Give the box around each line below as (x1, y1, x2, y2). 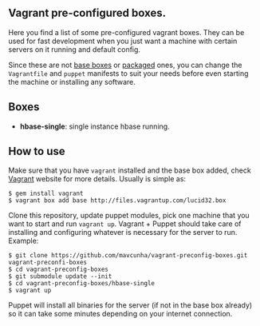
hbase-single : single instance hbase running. (19, 121, 170, 131)
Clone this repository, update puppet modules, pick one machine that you (8, 211, 250, 221)
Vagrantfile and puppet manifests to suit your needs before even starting (8, 68, 249, 78)
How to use (8, 145, 65, 158)
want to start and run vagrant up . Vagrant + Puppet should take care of (8, 219, 242, 229)
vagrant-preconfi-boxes (8, 259, 88, 267)
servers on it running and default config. (8, 44, 141, 54)
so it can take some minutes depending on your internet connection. (8, 309, 233, 319)
